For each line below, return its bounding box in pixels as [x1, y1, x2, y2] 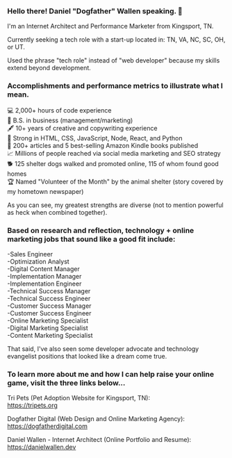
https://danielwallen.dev [7, 443, 76, 451]
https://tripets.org [7, 401, 58, 409]
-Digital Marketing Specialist [7, 323, 88, 332]
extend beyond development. [7, 64, 92, 72]
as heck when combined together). [7, 208, 108, 216]
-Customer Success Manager [7, 302, 92, 310]
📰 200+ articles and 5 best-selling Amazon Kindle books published [7, 141, 199, 149]
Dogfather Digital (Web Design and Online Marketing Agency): [7, 415, 185, 423]
